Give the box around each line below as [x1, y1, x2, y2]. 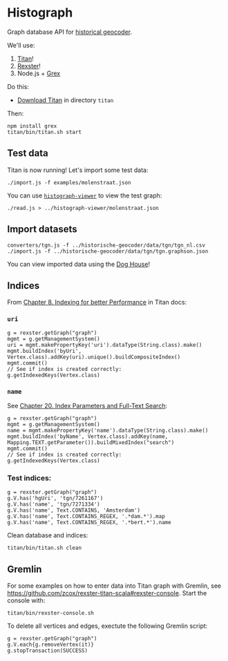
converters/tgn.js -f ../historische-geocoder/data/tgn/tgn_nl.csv [7, 242, 206, 249]
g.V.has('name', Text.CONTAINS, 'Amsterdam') [7, 507, 140, 514]
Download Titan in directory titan [17, 95, 114, 104]
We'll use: [7, 41, 35, 49]
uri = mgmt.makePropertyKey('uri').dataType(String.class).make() [7, 341, 202, 348]
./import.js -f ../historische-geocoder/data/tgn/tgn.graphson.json [7, 247, 209, 255]
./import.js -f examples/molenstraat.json [7, 179, 131, 186]
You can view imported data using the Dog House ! [7, 260, 151, 268]
